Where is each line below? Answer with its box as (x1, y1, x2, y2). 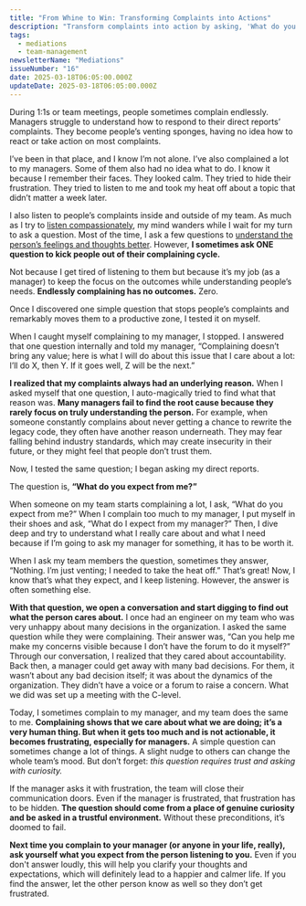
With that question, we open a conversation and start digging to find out (9, 602, 290, 613)
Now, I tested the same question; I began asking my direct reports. (9, 463, 259, 474)
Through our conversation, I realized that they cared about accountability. (9, 650, 287, 661)
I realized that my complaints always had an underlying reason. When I (9, 377, 283, 388)
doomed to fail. (9, 821, 67, 832)
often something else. (9, 584, 91, 595)
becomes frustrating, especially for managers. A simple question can (9, 736, 276, 747)
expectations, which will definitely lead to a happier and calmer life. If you (9, 869, 286, 880)
